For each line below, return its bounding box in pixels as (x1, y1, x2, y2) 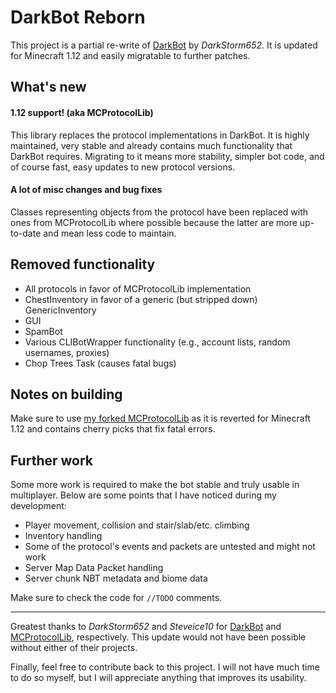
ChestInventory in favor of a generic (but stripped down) (24, 293, 258, 305)
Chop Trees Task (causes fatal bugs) (24, 357, 177, 369)
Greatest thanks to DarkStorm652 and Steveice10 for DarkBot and (10, 621, 282, 633)
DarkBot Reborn (10, 6, 146, 29)
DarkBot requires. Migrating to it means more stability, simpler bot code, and (10, 150, 325, 162)
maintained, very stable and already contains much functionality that (10, 139, 293, 151)
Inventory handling (24, 530, 103, 542)
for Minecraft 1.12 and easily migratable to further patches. (10, 49, 251, 61)
